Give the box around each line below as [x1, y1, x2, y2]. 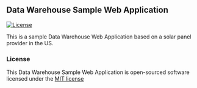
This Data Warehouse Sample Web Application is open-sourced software [6, 68, 190, 76]
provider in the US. [6, 39, 54, 46]
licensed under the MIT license [6, 75, 84, 82]
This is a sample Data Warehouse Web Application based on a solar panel [6, 33, 192, 40]
